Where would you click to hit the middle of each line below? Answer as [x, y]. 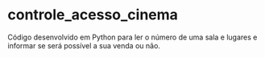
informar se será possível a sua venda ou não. [84, 45]
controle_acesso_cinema [93, 15]
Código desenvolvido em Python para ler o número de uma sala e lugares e [132, 37]
